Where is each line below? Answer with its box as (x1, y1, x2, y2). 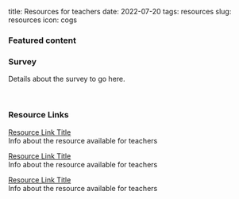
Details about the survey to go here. (8, 75, 125, 84)
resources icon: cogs (8, 15, 78, 25)
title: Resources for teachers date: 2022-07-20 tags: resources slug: (8, 7, 232, 16)
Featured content (8, 35, 77, 46)
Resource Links (8, 109, 69, 121)
